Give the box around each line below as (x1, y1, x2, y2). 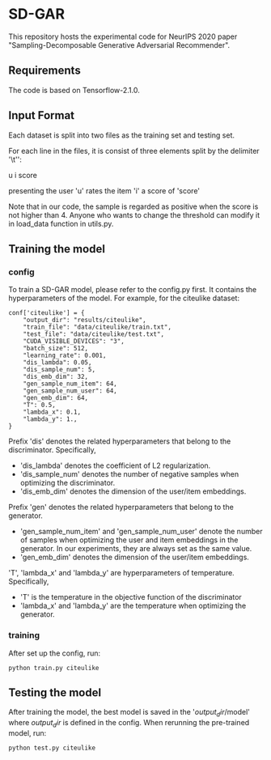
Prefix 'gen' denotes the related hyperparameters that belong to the (8, 503, 235, 512)
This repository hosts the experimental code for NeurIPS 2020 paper (8, 32, 238, 41)
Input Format (8, 108, 75, 122)
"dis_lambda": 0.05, (23, 359, 92, 367)
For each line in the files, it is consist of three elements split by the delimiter (8, 146, 260, 155)
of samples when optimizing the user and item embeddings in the (19, 535, 239, 545)
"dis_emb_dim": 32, (23, 373, 89, 381)
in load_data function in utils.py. (8, 219, 114, 228)
